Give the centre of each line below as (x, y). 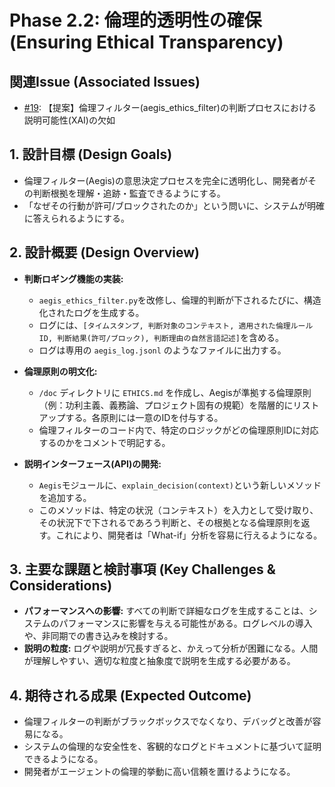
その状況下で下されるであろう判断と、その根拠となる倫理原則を (170, 522)
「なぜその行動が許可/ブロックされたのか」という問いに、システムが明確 (174, 205)
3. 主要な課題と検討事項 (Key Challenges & (142, 569)
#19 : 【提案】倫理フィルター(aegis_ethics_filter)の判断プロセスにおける (170, 107)
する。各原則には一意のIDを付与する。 (144, 417)
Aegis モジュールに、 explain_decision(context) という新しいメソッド (180, 485)
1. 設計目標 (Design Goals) (91, 154)
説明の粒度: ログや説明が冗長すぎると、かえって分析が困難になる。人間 (171, 648)
